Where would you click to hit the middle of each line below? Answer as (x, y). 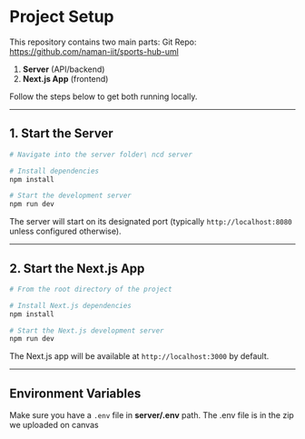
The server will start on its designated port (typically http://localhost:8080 (151, 222)
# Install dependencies (54, 171)
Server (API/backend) (64, 69)
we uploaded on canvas (54, 425)
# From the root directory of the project (91, 289)
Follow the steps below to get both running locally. (103, 96)
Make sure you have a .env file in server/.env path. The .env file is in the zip (152, 415)
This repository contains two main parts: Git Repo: (103, 42)
